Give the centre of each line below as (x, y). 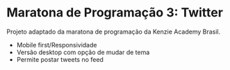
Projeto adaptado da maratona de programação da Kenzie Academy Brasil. (113, 32)
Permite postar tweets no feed (60, 59)
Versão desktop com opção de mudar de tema (83, 52)
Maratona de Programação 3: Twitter (115, 13)
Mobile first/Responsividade (57, 45)
